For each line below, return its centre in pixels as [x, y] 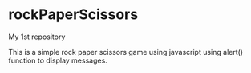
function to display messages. [58, 60]
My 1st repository [37, 36]
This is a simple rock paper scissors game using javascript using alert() [125, 52]
